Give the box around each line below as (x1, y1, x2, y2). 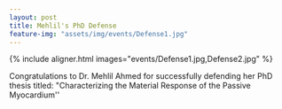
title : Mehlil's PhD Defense (9, 21, 117, 30)
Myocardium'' (9, 90, 60, 100)
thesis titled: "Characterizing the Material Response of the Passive (9, 81, 251, 91)
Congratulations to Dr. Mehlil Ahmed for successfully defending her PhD (9, 71, 273, 82)
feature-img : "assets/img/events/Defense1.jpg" (9, 29, 189, 38)
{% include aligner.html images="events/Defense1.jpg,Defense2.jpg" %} (9, 54, 273, 65)
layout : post (9, 12, 58, 22)
